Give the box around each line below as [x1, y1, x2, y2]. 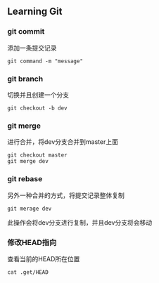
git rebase [7, 174, 43, 184]
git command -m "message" [7, 58, 83, 65]
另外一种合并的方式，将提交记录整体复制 [7, 191, 125, 199]
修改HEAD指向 [7, 237, 57, 247]
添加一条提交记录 [7, 44, 57, 52]
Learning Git [7, 6, 63, 18]
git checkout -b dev [7, 105, 68, 112]
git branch [7, 74, 44, 84]
